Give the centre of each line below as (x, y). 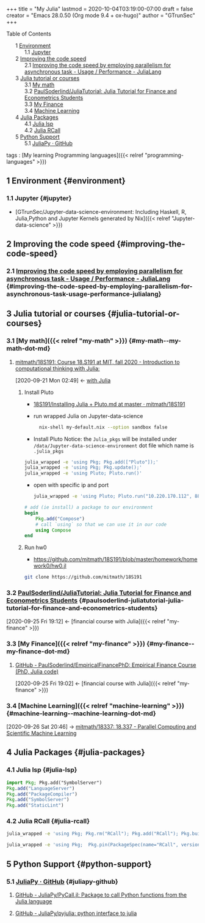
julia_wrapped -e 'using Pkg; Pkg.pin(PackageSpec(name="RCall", (92, 845)
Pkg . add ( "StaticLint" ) (35, 805)
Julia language (34, 901)
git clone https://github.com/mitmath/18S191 (83, 577)
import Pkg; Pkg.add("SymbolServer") (54, 783)
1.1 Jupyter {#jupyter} (39, 199)
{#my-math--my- (155, 341)
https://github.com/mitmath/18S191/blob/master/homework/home (115, 560)
